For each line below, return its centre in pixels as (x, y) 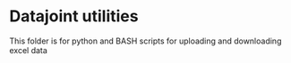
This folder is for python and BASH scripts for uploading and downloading (145, 41)
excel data (28, 50)
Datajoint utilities (74, 16)
